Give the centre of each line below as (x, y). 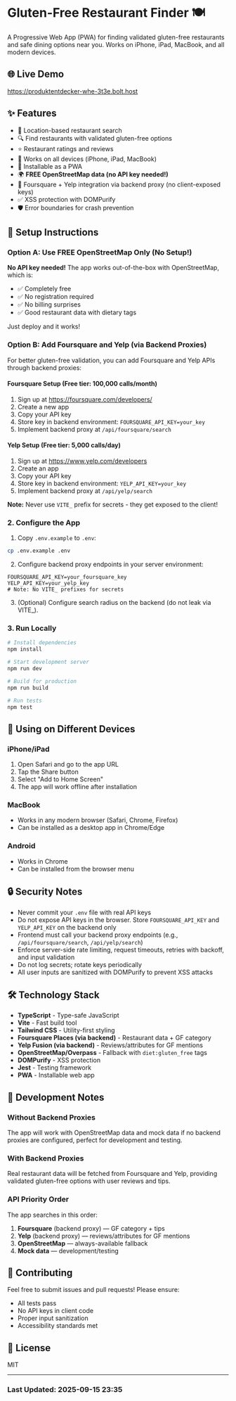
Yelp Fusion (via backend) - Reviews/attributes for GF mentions (110, 1045)
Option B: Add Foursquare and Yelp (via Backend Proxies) (107, 345)
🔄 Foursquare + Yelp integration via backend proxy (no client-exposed (119, 184)
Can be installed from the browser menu (76, 869)
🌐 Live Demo (36, 74)
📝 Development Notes (56, 1097)
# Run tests (25, 700)
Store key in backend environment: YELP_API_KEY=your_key (102, 483)
